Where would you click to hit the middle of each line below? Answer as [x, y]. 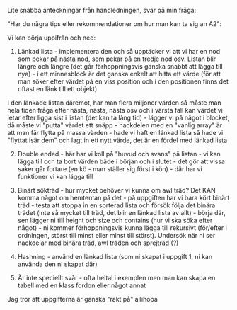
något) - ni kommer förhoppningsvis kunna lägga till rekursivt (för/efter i [122, 228]
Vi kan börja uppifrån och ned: [52, 38]
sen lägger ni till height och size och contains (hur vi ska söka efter [115, 220]
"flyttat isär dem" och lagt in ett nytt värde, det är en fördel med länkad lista [117, 140]
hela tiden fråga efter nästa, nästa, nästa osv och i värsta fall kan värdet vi [115, 110]
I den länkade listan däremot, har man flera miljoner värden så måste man [114, 103]
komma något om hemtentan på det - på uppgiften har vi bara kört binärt [123, 198]
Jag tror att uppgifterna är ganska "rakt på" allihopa [82, 299]
